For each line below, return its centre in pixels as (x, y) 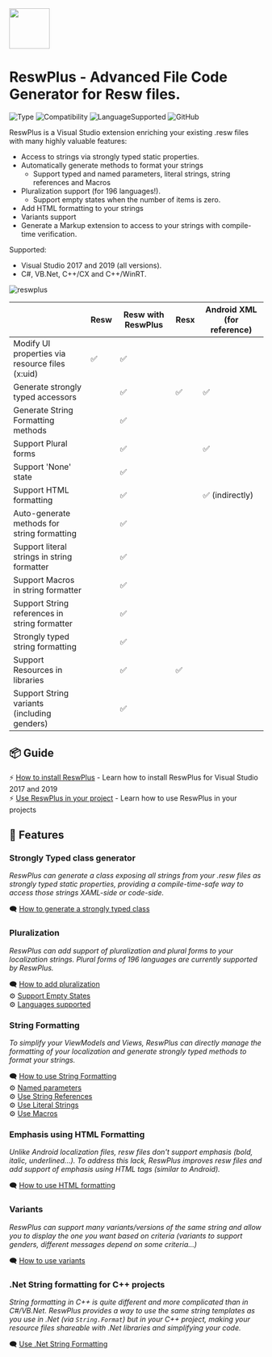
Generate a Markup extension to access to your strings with (120, 225)
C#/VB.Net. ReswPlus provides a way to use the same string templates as (132, 1310)
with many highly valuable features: (68, 141)
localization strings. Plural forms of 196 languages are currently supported (133, 959)
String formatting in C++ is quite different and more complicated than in (129, 1302)
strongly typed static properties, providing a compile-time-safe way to (127, 884)
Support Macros (44, 580)
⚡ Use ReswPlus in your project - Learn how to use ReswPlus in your (123, 798)
